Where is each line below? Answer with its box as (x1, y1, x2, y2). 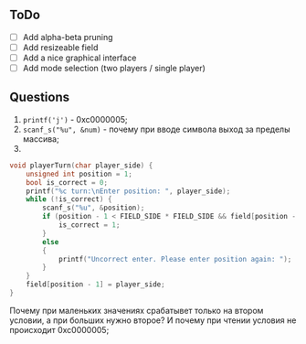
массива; (22, 133, 59, 145)
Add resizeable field (22, 41, 99, 53)
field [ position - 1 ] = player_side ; (26, 280, 166, 289)
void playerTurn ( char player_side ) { (9, 160, 153, 170)
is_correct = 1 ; (58, 220, 121, 230)
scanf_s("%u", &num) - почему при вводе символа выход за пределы (22, 124, 290, 134)
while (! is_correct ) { (26, 195, 112, 204)
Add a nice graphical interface (22, 52, 137, 63)
